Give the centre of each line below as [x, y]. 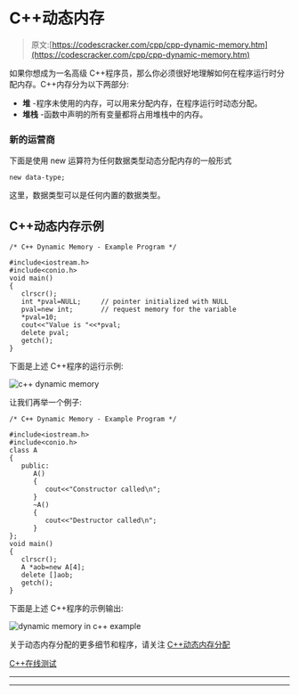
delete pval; [45, 333]
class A [24, 451]
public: [35, 466]
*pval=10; [39, 317]
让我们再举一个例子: [46, 403]
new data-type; [37, 178]
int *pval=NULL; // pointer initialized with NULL [125, 302]
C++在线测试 [33, 664]
